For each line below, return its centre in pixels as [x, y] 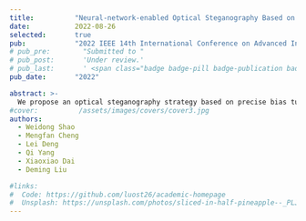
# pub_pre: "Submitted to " [77, 52]
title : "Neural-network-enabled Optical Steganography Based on [153, 18]
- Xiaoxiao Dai [46, 161]
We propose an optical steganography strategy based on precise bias [152, 102]
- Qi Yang [36, 153]
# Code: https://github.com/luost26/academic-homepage [117, 195]
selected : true [51, 35]
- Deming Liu [42, 169]
